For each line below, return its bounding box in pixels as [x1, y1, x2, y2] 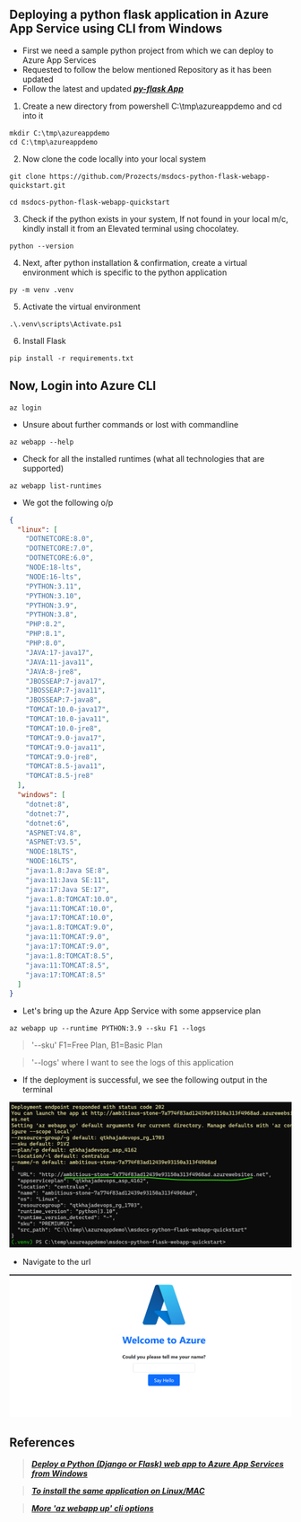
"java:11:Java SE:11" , [25, 875, 110, 884]
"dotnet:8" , [25, 800, 70, 809]
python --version [9, 242, 74, 251]
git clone [9, 172, 47, 181]
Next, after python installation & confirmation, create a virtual [21, 257, 248, 268]
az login [9, 403, 42, 412]
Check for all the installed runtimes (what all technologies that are [21, 453, 265, 464]
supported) [21, 463, 64, 473]
